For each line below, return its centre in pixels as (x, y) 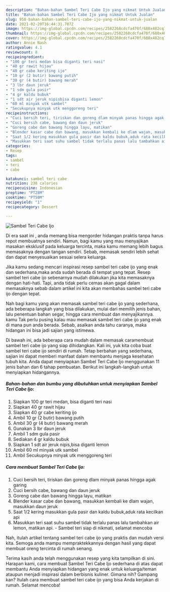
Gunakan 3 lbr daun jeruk (39, 429)
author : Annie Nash (26, 43)
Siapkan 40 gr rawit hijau (39, 407)
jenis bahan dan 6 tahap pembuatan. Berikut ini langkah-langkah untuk (79, 367)
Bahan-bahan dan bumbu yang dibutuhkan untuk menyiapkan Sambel (82, 384)
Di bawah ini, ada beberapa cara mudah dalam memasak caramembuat (80, 340)
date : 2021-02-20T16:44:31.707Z (40, 24)
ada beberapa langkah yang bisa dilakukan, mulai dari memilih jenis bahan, (83, 309)
